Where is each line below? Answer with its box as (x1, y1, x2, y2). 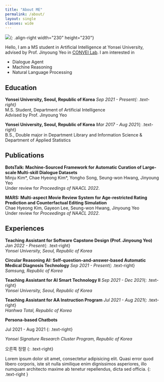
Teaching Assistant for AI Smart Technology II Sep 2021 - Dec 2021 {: (5, 277, 147, 283)
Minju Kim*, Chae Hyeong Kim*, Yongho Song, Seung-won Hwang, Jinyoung (5, 175, 159, 180)
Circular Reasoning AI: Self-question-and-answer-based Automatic (5, 257, 146, 263)
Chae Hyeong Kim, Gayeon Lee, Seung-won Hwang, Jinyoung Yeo (5, 205, 140, 211)
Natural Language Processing (12, 69, 72, 75)
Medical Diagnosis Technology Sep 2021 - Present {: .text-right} (5, 262, 136, 268)
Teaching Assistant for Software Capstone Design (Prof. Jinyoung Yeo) (5, 237, 153, 243)
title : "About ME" (5, 7, 43, 12)
